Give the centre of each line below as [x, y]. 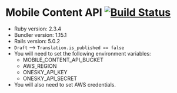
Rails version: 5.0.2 [37, 41]
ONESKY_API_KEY [45, 72]
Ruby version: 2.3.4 [38, 29]
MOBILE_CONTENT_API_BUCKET [63, 60]
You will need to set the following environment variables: [82, 53]
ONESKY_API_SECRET [50, 78]
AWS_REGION [40, 66]
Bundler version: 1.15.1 [40, 35]
